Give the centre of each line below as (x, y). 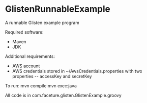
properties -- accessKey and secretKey (52, 76)
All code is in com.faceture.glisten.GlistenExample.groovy (63, 95)
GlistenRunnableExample (58, 9)
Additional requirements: (30, 56)
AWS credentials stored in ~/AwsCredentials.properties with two (77, 71)
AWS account (26, 66)
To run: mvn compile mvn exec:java (41, 86)
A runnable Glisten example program (42, 23)
